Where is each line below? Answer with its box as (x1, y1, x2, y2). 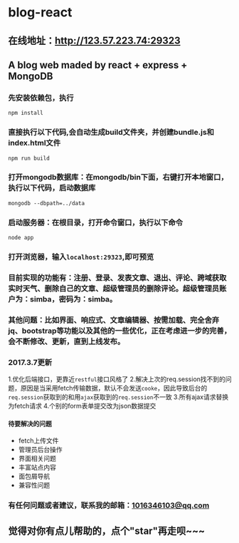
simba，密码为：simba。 (30, 294, 117, 304)
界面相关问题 (18, 454, 56, 463)
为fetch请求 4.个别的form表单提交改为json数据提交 (8, 402, 156, 410)
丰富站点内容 (18, 463, 56, 472)
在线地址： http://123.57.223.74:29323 (8, 34, 181, 46)
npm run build (8, 155, 51, 162)
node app (8, 234, 34, 242)
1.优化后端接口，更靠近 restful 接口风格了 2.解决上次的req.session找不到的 (8, 375, 226, 383)
